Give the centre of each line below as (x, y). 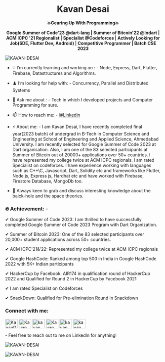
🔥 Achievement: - (27, 209)
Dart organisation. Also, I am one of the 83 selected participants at (80, 149)
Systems (21, 90)
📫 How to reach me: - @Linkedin (46, 115)
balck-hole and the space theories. (48, 196)
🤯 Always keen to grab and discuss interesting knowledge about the (81, 190)
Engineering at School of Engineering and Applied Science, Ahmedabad (85, 139)
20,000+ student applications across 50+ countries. (58, 240)
